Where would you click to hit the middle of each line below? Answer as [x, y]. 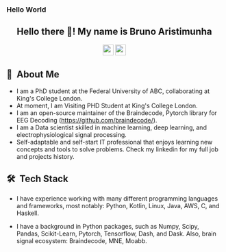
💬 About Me [33, 74]
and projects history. [45, 156]
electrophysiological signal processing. [72, 134]
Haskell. [27, 213]
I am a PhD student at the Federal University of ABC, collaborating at [113, 91]
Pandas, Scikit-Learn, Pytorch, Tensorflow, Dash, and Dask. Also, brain [116, 234]
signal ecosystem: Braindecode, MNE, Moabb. [82, 241]
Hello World [26, 10]
